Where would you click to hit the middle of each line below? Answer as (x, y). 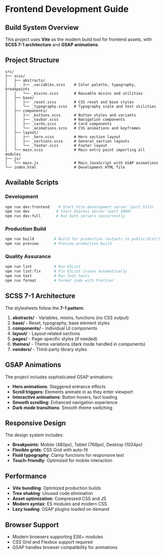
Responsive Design (35, 423)
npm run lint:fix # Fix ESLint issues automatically (66, 272)
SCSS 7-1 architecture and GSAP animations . (52, 45)
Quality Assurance (28, 257)
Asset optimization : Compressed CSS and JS (59, 499)
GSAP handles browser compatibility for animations (65, 548)
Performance (26, 476)
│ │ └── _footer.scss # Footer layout (56, 145)
